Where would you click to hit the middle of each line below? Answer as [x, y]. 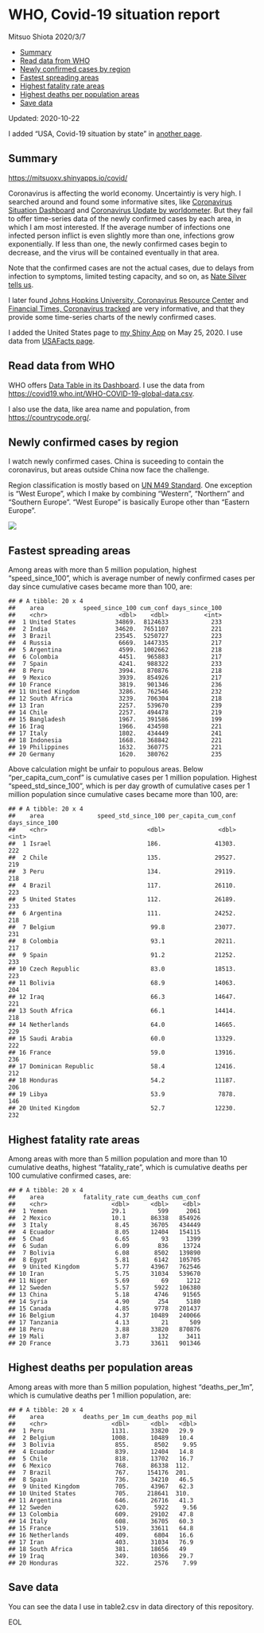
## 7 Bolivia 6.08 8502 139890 [105, 1253]
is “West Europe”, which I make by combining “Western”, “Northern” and [126, 494]
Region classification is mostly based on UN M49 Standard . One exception [130, 485]
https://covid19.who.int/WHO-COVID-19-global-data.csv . [101, 393]
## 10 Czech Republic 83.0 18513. [122, 969]
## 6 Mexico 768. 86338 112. [99, 1465]
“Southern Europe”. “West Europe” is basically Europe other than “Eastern [129, 502]
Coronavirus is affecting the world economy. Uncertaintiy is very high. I [124, 193]
